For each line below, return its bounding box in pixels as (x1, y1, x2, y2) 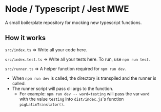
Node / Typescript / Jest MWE (5, 3, 129, 15)
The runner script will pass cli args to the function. (12, 86, 114, 91)
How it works (5, 34, 46, 42)
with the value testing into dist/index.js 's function (19, 96, 124, 102)
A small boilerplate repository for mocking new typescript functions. (5, 20, 142, 25)
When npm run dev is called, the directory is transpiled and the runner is (12, 75, 157, 81)
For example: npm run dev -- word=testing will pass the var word (19, 90, 150, 96)
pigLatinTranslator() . (19, 101, 65, 107)
